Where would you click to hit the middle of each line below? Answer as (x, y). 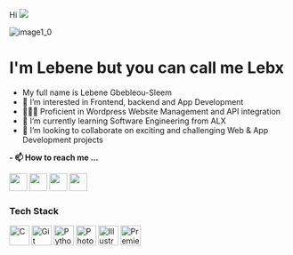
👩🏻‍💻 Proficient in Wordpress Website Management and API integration (151, 111)
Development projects (63, 139)
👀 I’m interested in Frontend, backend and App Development (133, 101)
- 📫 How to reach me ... (54, 157)
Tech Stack (34, 211)
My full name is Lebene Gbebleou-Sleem (97, 92)
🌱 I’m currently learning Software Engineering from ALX (124, 121)
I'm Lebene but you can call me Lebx (147, 68)
